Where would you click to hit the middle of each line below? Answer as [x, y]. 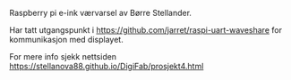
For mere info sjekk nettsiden [63, 56]
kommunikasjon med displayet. [66, 40]
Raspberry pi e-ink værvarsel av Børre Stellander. [101, 13]
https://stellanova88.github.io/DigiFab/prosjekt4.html [107, 66]
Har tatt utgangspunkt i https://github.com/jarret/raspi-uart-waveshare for [145, 30]
